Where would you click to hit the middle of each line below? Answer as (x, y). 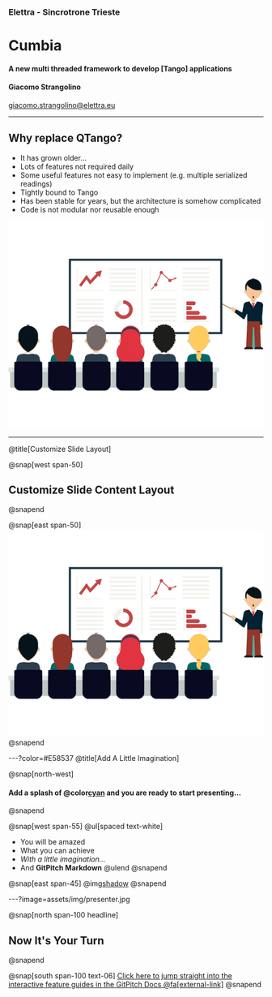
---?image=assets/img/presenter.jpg (70, 900)
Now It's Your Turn (56, 941)
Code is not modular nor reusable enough (89, 209)
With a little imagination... (63, 859)
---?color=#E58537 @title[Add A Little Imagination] (94, 758)
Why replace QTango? (66, 138)
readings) (36, 183)
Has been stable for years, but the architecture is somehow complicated (140, 200)
